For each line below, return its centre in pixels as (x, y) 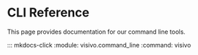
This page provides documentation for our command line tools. (96, 32)
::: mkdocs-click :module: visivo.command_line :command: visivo (99, 45)
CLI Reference (48, 13)
